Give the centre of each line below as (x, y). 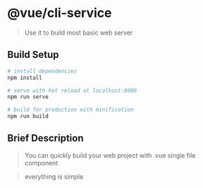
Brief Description (45, 138)
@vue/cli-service (60, 13)
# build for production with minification (70, 110)
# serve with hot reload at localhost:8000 (72, 90)
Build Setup (33, 55)
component (41, 163)
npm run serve (28, 97)
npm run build (28, 117)
